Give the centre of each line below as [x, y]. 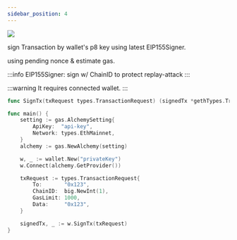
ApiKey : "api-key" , [63, 127]
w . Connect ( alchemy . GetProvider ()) [71, 165]
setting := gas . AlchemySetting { [67, 120]
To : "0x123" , [61, 185]
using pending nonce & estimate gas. [61, 61]
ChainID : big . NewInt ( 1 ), [71, 191]
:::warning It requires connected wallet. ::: [68, 88]
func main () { [28, 113]
